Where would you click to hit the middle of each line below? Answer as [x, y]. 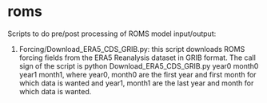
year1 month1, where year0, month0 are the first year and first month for [137, 74]
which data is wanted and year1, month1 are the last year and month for [136, 83]
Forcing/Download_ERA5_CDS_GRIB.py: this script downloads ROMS [132, 49]
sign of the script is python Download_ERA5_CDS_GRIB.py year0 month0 [139, 65]
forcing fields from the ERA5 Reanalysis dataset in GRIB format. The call [137, 57]
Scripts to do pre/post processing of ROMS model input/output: [112, 34]
